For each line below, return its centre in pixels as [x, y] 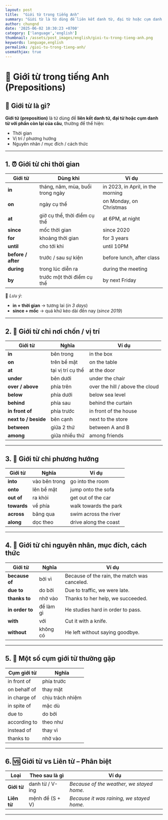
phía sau [61, 403]
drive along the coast [95, 522]
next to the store [108, 419]
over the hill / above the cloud [124, 387]
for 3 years [115, 238]
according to [22, 722]
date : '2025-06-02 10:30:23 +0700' [42, 29]
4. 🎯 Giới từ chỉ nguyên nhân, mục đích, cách [76, 545]
